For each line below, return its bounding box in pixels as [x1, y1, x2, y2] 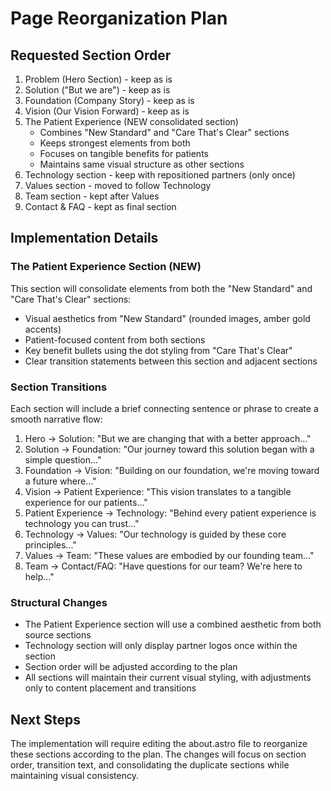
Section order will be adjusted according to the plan [24, 661, 238, 673]
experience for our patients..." [24, 496, 148, 508]
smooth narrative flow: [10, 413, 103, 425]
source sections [24, 629, 92, 641]
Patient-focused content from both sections [24, 333, 206, 346]
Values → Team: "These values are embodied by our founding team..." [24, 549, 315, 561]
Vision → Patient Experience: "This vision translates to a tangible [24, 485, 292, 497]
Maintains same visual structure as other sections [39, 158, 245, 170]
